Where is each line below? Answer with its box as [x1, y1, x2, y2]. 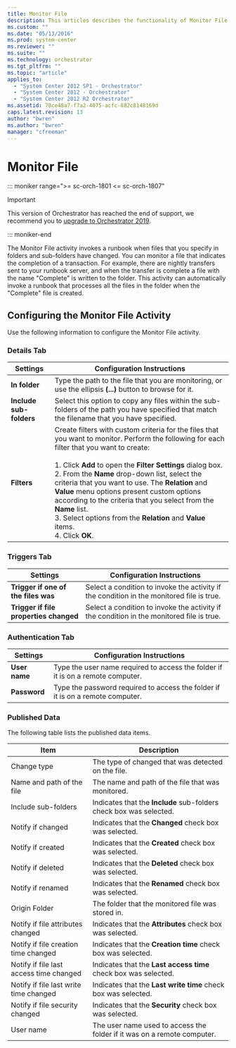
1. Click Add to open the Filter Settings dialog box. [54, 460, 223, 470]
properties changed [11, 611, 79, 621]
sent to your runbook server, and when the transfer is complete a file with [7, 266, 220, 275]
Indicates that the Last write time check [92, 980, 225, 990]
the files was [11, 591, 55, 600]
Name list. [54, 505, 88, 514]
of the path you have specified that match [79, 405, 217, 414]
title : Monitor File [7, 10, 68, 18]
